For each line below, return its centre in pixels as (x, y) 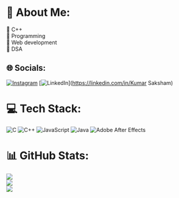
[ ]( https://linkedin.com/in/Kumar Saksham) (106, 82)
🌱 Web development (32, 42)
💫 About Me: (38, 13)
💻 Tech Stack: (44, 108)
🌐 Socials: (26, 68)
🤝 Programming (26, 35)
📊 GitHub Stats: (48, 156)
